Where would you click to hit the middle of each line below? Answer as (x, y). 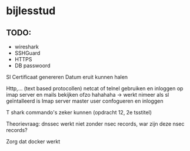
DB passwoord (32, 65)
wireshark (27, 47)
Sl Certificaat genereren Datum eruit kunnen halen (67, 77)
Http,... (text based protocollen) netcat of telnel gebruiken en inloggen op (95, 88)
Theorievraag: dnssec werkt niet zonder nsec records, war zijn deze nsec (95, 124)
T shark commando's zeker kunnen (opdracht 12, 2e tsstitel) (79, 112)
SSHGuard (27, 53)
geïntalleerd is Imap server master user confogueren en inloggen (85, 101)
